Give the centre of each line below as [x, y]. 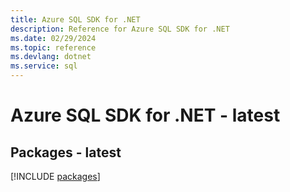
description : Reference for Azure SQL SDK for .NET [120, 29]
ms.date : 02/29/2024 [53, 38]
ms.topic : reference [53, 47]
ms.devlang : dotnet [51, 57]
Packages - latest [66, 152]
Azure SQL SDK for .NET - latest [145, 115]
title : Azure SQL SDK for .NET [75, 19]
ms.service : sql [44, 66]
